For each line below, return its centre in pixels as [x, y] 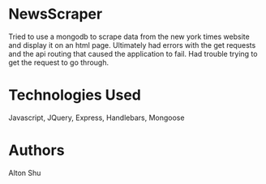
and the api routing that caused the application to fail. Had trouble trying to [133, 53]
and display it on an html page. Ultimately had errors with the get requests [132, 45]
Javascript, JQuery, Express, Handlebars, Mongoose [97, 118]
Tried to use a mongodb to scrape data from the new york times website [129, 36]
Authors [36, 150]
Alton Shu [25, 173]
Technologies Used [75, 95]
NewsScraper [56, 14]
